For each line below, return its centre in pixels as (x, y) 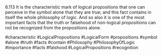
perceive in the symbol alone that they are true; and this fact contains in (79, 12)
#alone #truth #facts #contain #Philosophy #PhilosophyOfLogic (70, 42)
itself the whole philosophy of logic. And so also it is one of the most (75, 17)
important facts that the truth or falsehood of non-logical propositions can (81, 22)
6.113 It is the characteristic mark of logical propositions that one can (75, 7)
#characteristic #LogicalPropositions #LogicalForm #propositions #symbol (81, 37)
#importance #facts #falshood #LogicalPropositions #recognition (72, 47)
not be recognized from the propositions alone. (53, 28)
